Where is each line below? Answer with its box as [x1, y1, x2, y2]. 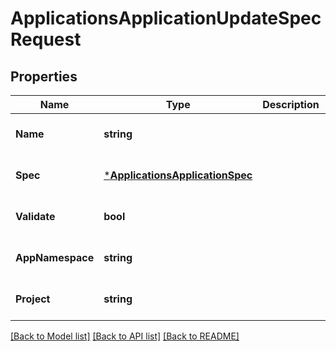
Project [15, 292, 51, 306]
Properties [10, 68, 78, 85]
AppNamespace [15, 251, 95, 264]
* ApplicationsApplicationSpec [103, 168, 253, 182]
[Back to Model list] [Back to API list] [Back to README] [10, 330, 240, 342]
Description [262, 98, 320, 111]
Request [10, 28, 82, 51]
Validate [15, 210, 56, 223]
